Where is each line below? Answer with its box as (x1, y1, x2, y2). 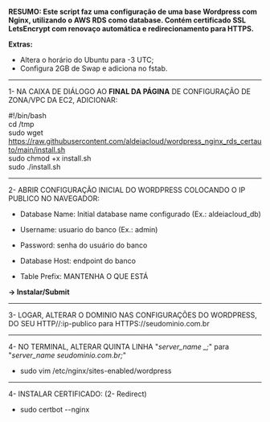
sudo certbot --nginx (19, 405, 90, 414)
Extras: (8, 39, 34, 49)
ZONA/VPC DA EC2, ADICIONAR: (8, 96, 118, 104)
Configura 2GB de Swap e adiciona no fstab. (19, 64, 168, 73)
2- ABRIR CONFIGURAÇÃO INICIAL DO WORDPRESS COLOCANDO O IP (8, 185, 246, 195)
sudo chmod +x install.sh (8, 154, 92, 163)
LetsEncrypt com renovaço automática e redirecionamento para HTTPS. (8, 24, 255, 33)
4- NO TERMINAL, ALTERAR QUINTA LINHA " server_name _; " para (8, 342, 230, 351)
